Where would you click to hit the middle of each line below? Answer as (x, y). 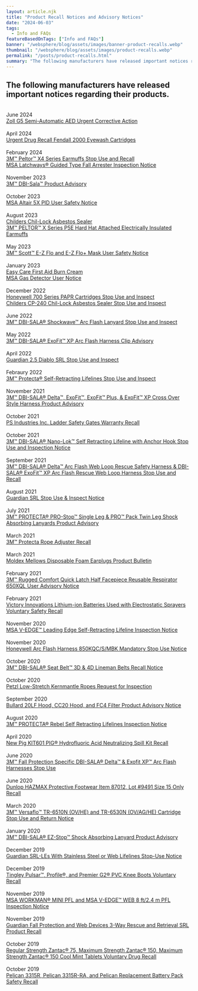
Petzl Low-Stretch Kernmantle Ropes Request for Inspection (79, 686)
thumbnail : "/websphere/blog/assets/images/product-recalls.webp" (89, 50)
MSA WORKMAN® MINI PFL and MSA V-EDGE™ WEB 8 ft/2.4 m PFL (88, 900)
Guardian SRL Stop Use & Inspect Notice (55, 498)
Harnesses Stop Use (31, 768)
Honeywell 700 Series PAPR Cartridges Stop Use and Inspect (80, 297)
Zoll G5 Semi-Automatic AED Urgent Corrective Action (72, 121)
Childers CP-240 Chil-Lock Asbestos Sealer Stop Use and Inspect (86, 303)
